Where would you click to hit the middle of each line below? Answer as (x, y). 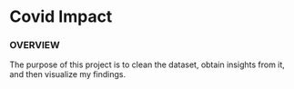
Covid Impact (61, 17)
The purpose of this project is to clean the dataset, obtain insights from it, (147, 64)
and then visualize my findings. (68, 74)
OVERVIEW (35, 45)
